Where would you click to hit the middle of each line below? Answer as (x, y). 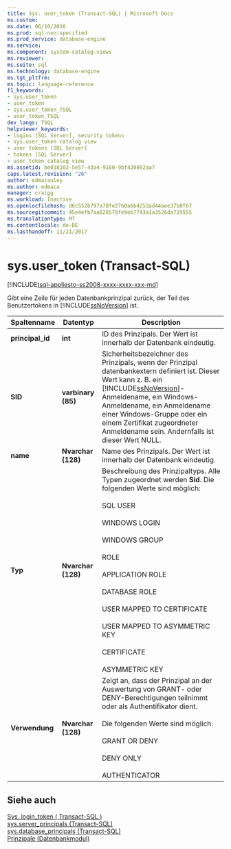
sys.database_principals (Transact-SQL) (64, 831)
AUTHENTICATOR (131, 775)
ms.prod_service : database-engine (57, 39)
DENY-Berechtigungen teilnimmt (155, 698)
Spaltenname (33, 323)
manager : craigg (30, 193)
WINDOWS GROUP (133, 540)
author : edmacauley (35, 180)
